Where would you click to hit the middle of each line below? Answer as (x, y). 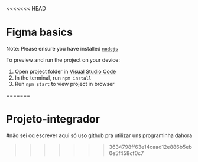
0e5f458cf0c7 (126, 153)
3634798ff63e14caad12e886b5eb (150, 147)
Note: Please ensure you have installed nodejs (62, 48)
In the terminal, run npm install (53, 77)
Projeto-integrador (53, 119)
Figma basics (39, 32)
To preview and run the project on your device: (63, 60)
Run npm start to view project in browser (64, 84)
